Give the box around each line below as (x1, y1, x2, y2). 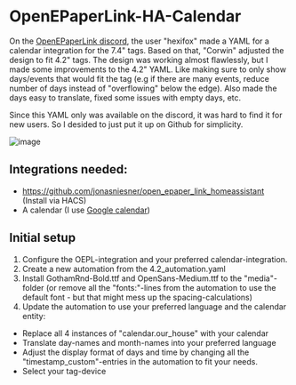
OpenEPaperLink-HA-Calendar (9, 6, 242, 27)
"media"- (244, 273, 278, 284)
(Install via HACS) (21, 195, 87, 205)
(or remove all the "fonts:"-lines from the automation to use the (45, 282, 277, 293)
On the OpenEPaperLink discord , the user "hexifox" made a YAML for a (9, 36, 269, 46)
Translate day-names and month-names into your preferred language (21, 337, 277, 348)
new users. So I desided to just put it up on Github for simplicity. (9, 118, 244, 130)
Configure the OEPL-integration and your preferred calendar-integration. (21, 253, 288, 264)
